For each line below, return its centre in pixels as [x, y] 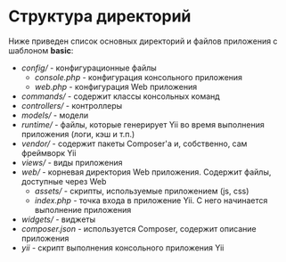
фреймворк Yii [49, 152]
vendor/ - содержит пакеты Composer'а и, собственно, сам [134, 143]
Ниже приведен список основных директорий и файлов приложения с [143, 41]
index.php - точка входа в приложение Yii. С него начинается [151, 200]
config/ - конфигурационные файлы [89, 68]
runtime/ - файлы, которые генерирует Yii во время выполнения [143, 124]
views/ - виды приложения [72, 162]
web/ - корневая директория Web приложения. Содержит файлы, [146, 172]
